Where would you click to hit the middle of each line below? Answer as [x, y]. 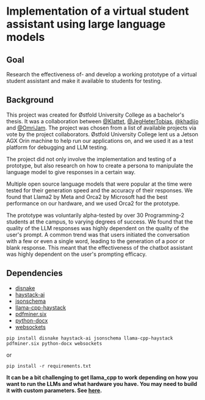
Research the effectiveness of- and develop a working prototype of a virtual [102, 74]
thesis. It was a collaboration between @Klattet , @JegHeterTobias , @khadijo [103, 121]
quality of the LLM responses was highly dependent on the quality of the [98, 228]
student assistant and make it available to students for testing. [84, 81]
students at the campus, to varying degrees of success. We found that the [100, 222]
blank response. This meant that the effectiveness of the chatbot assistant [100, 247]
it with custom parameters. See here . [54, 390]
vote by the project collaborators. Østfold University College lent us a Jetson [102, 134]
